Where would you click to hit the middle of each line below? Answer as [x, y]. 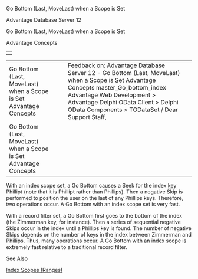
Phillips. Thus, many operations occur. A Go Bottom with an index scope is [96, 241]
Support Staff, [87, 117]
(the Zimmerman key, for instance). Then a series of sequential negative [93, 222]
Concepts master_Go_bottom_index [117, 88]
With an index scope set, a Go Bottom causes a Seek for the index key [91, 186]
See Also [17, 258]
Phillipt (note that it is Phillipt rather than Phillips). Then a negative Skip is [95, 192]
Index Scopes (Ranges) [34, 270]
